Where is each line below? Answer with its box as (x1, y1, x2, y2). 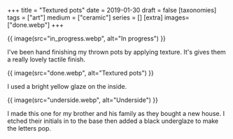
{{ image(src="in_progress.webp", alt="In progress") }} (7, 34, 167, 43)
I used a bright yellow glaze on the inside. (7, 82, 127, 90)
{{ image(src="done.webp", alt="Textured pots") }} (7, 69, 154, 77)
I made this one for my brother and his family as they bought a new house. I (7, 110, 225, 117)
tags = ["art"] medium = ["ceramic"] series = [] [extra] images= (7, 13, 190, 22)
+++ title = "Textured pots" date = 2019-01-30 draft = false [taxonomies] (7, 6, 217, 14)
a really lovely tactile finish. (7, 55, 86, 64)
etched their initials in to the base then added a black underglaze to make (7, 117, 219, 125)
